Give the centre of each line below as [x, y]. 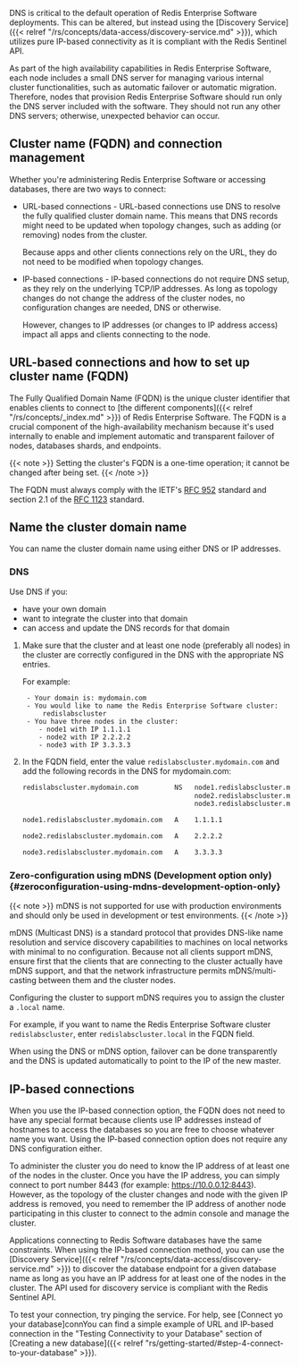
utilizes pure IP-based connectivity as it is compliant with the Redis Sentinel [148, 41]
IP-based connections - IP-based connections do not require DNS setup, [156, 279]
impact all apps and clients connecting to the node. [116, 334]
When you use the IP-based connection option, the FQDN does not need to [147, 1111]
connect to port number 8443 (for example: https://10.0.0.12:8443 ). [133, 1185]
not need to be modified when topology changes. [113, 261]
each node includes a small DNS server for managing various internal [137, 78]
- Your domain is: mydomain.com [87, 698]
